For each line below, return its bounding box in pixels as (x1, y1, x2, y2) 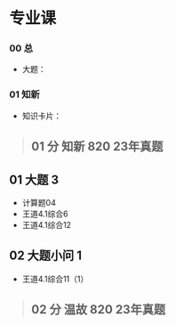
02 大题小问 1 (9, 248, 83, 264)
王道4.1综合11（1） (21, 273, 89, 284)
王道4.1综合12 (21, 219, 72, 230)
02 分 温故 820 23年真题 (30, 302, 166, 317)
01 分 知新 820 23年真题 (30, 139, 163, 154)
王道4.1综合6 (21, 208, 68, 219)
